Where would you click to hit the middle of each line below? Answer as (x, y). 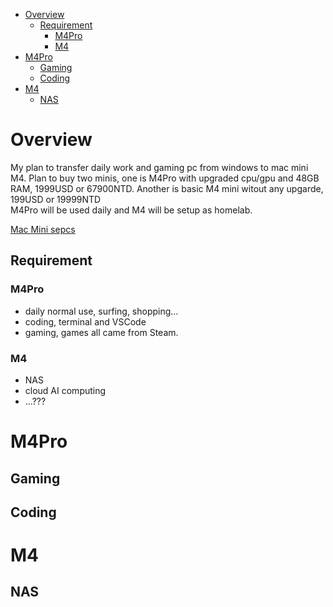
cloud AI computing (65, 390)
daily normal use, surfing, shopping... (101, 311)
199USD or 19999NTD (56, 199)
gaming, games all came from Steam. (101, 332)
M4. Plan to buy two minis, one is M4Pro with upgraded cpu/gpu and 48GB (165, 178)
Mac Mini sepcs (43, 229)
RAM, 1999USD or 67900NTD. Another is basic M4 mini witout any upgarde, (167, 188)
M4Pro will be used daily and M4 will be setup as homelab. (131, 210)
